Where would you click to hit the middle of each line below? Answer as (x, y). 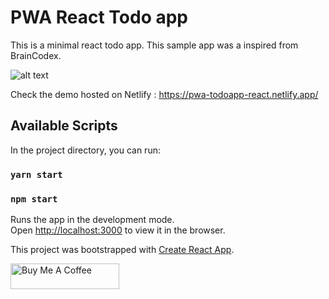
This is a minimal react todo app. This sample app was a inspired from (154, 45)
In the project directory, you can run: (85, 150)
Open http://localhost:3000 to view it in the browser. (118, 230)
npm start (34, 199)
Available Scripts (64, 126)
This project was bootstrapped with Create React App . (122, 249)
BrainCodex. (36, 55)
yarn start (36, 174)
